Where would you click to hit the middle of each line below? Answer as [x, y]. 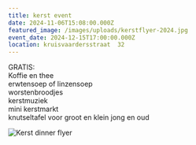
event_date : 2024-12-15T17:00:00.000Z [72, 37]
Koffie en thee [31, 76]
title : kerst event [40, 15]
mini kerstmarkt [33, 109]
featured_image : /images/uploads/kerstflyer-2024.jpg [98, 30]
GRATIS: [22, 67]
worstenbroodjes [36, 92]
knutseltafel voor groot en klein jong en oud [79, 117]
